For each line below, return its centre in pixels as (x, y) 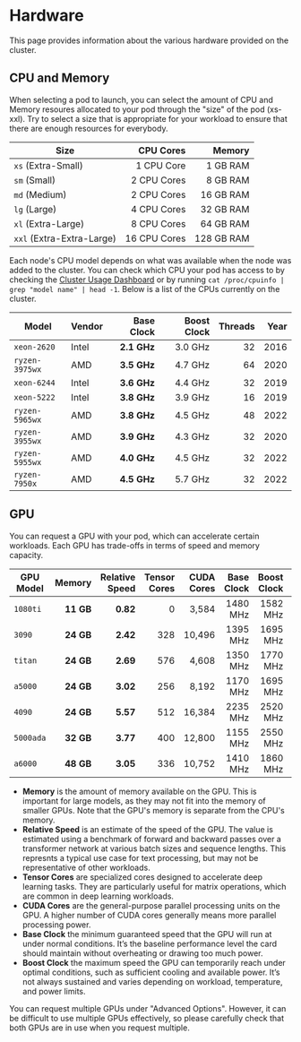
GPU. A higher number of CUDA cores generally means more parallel (149, 915)
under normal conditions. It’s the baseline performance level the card (150, 943)
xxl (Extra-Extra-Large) (65, 238)
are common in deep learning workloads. (98, 896)
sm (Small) (35, 180)
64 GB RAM (225, 223)
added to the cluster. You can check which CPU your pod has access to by (147, 270)
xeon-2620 (34, 347)
